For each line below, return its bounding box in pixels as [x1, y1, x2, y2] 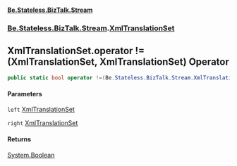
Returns [7, 135, 32, 143]
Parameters [7, 89, 42, 98]
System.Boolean [7, 151, 55, 159]
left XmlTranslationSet [7, 106, 75, 114]
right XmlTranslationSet [7, 119, 78, 127]
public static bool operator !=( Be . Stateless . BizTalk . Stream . [7, 75, 194, 82]
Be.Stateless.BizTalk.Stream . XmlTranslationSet [7, 23, 175, 33]
